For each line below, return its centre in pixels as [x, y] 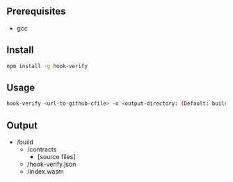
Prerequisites [36, 11]
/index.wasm [45, 172]
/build [25, 142]
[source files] [56, 157]
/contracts [42, 149]
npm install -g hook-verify [47, 66]
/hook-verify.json [51, 164]
